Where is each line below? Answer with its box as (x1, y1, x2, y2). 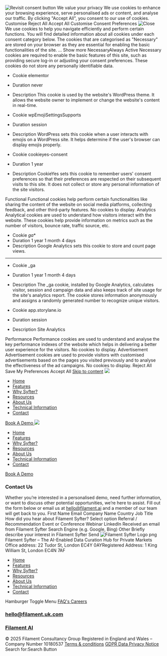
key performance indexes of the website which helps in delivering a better (5, 341, 157, 347)
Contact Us (5, 483, 33, 490)
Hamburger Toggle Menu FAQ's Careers (5, 598, 87, 604)
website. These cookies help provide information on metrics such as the (5, 217, 153, 223)
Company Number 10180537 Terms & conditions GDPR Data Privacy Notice (5, 641, 159, 647)
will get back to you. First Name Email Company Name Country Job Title (5, 510, 153, 517)
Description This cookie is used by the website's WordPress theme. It (12, 92, 155, 97)
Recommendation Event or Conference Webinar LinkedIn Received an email (5, 521, 160, 527)
